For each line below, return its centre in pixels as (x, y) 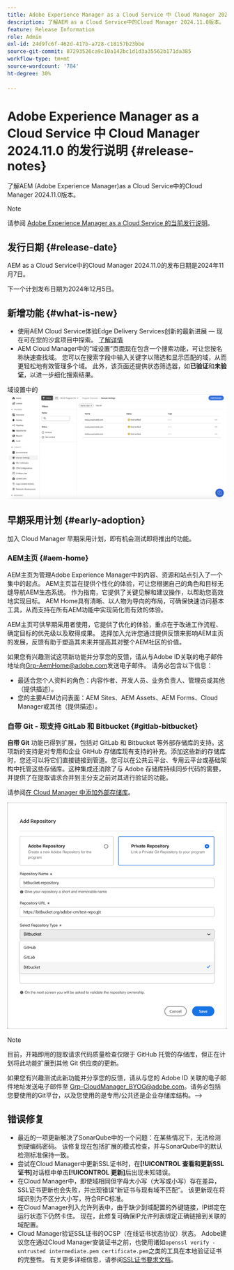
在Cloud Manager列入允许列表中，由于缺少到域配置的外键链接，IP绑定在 (122, 1207)
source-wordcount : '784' (43, 66)
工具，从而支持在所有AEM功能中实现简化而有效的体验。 (87, 610)
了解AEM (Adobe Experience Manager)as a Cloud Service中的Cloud (105, 186)
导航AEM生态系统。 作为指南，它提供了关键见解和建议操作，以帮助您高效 (118, 592)
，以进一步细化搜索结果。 (60, 375)
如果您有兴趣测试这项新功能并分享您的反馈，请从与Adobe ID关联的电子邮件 (115, 656)
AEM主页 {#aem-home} (48, 558)
